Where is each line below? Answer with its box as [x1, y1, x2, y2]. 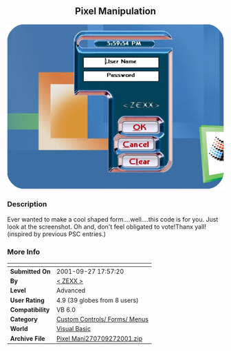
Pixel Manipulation [74, 6, 157, 17]
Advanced [56, 286, 86, 295]
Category [10, 315, 38, 323]
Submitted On [10, 267, 51, 275]
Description [7, 200, 47, 209]
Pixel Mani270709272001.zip [56, 334, 143, 343]
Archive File [10, 334, 45, 343]
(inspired [7, 230, 32, 238]
